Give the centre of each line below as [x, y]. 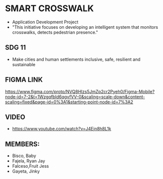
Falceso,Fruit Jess [31, 166]
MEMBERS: [22, 144]
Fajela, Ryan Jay [29, 161]
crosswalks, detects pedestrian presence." [55, 32]
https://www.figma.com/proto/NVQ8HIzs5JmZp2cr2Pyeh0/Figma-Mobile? [80, 91]
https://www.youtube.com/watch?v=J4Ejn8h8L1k [61, 129]
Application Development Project [45, 22]
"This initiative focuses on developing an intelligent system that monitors [85, 27]
